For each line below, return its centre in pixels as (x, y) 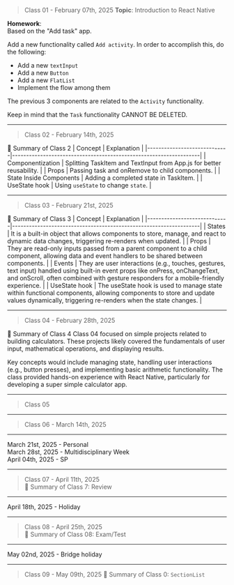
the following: (27, 52)
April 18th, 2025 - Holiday (44, 507)
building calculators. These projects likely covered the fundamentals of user (116, 341)
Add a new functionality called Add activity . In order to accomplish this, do (116, 44)
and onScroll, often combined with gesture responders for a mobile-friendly (116, 278)
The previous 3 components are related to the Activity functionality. (106, 101)
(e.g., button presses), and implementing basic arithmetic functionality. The (115, 370)
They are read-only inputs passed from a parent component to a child (107, 248)
